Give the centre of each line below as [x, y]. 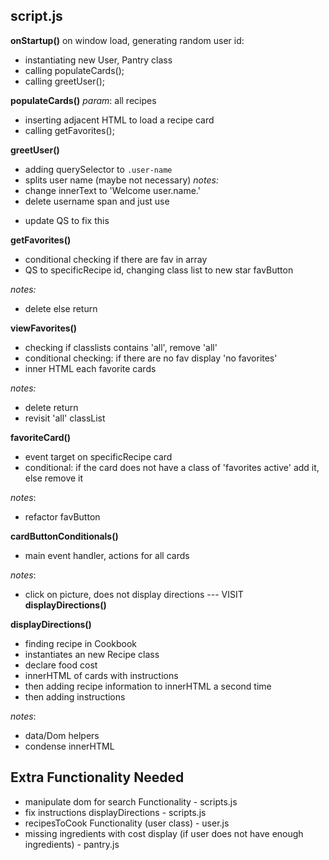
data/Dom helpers [62, 735]
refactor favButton [62, 516]
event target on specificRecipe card [98, 456]
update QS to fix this [67, 220]
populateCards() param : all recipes [83, 100]
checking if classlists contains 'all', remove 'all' [121, 347]
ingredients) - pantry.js [72, 844]
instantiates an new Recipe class [92, 654]
